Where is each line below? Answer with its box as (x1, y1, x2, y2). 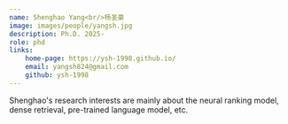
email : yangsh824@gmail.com (25, 63, 128, 72)
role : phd (9, 37, 46, 47)
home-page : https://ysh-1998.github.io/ (25, 54, 176, 63)
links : (9, 46, 34, 55)
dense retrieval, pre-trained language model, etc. (9, 104, 189, 115)
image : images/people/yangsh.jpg (9, 21, 133, 30)
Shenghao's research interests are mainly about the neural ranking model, (9, 95, 279, 105)
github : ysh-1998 (25, 71, 90, 80)
